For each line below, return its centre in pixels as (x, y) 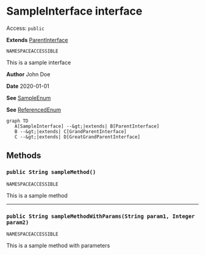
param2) (18, 222)
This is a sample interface (39, 62)
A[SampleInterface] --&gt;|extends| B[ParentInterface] (87, 126)
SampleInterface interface (74, 11)
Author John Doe (28, 74)
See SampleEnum (29, 98)
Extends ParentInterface (37, 40)
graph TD (17, 121)
